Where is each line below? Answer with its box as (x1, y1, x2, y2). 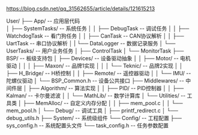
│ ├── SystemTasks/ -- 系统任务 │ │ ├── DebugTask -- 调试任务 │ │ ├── (6, 25, 190, 32)
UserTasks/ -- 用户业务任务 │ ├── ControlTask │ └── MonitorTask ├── (6, 47, 184, 54)
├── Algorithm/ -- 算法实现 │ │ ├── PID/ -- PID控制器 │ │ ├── (28, 85, 184, 91)
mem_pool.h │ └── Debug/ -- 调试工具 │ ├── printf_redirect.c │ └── (6, 107, 178, 114)
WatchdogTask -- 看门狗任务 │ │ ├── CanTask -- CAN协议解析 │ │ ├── (6, 32, 184, 39)
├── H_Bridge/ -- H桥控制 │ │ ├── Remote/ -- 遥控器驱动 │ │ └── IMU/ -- (6, 70, 191, 76)
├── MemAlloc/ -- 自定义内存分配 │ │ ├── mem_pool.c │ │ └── (23, 100, 183, 106)
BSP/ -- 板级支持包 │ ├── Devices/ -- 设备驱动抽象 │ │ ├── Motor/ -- (6, 55, 179, 62)
